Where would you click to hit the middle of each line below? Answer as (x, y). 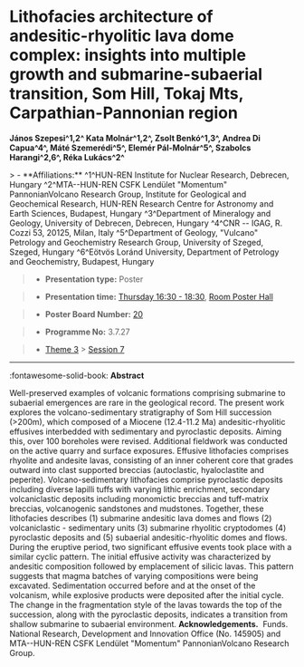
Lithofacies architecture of (111, 17)
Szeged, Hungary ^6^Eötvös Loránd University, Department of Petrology (144, 252)
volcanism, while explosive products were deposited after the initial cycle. (147, 594)
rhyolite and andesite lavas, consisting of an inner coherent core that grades (152, 460)
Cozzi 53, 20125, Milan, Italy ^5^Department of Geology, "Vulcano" (134, 232)
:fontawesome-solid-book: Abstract (77, 375)
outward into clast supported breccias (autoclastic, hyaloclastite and (137, 469)
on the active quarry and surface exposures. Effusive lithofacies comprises (149, 450)
